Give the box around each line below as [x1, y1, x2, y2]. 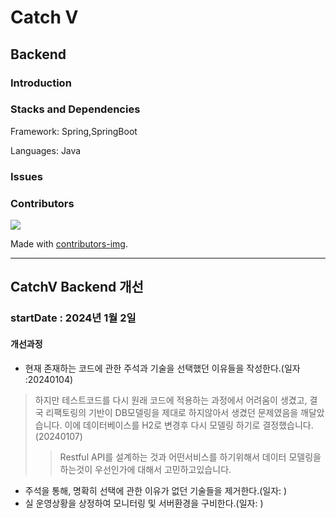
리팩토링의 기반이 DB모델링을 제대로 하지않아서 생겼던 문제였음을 [45, 406, 299, 418]
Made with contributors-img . [10, 238, 128, 250]
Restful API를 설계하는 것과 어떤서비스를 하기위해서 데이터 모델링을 [59, 451, 322, 463]
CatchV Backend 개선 [10, 279, 144, 296]
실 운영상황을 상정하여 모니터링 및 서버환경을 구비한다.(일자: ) [24, 497, 264, 509]
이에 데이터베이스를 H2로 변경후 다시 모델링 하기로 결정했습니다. [64, 419, 314, 431]
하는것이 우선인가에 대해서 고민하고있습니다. [59, 463, 232, 475]
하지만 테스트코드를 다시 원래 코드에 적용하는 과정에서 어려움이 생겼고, [34, 394, 308, 406]
